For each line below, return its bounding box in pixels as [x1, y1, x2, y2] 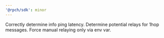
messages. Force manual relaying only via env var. [5, 26, 111, 33]
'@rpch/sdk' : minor [5, 7, 47, 13]
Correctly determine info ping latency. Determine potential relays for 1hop [5, 21, 159, 27]
